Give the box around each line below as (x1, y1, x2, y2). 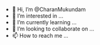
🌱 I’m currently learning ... (12, 19, 77, 26)
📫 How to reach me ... (12, 32, 68, 39)
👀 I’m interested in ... (12, 12, 64, 19)
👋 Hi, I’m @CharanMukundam (12, 6, 86, 13)
